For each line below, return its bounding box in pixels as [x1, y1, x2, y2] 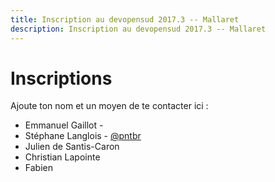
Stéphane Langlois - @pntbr [24, 130, 142, 142]
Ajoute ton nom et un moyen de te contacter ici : [10, 100, 209, 112]
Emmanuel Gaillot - [24, 119, 104, 131]
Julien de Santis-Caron [24, 141, 120, 153]
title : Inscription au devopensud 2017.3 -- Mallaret [10, 14, 240, 25]
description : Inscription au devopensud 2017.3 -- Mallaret [10, 24, 267, 34]
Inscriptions [10, 67, 113, 90]
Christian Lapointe [24, 151, 101, 163]
